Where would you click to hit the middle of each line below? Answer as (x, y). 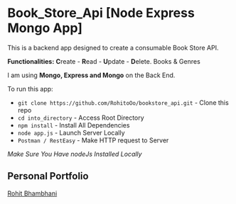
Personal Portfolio (48, 176)
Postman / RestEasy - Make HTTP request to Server (93, 140)
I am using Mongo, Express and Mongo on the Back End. (91, 75)
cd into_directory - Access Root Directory (81, 118)
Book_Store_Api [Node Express (101, 13)
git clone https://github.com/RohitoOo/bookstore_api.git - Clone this (123, 102)
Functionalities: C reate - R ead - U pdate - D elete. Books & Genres (104, 61)
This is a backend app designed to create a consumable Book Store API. (113, 47)
